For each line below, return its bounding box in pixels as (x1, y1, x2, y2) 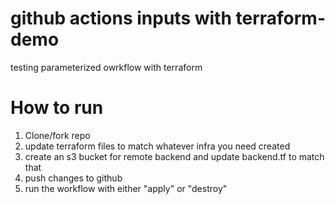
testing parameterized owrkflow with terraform (10, 61, 203, 73)
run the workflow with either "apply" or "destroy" (24, 182, 228, 194)
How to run (10, 97, 104, 119)
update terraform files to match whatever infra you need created (24, 140, 291, 152)
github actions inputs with (10, 7, 232, 30)
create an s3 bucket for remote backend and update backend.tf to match (24, 150, 325, 162)
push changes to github (24, 172, 123, 184)
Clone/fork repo (24, 129, 91, 141)
